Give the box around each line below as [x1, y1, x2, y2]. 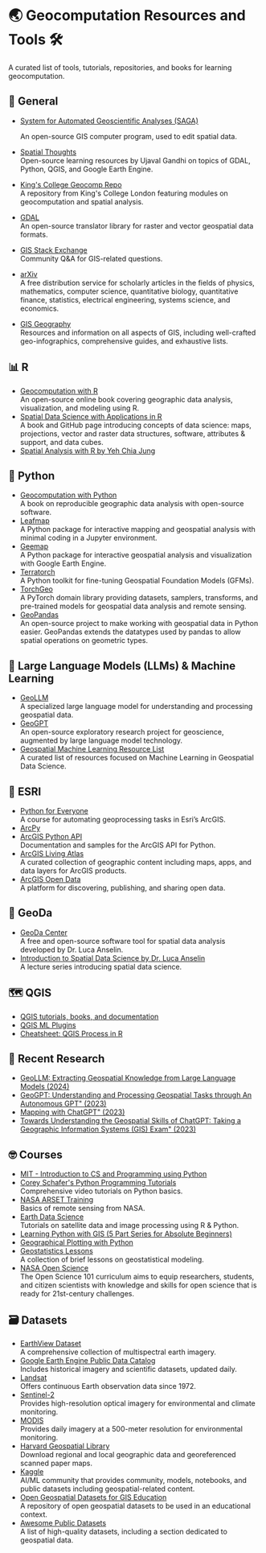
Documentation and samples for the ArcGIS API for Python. [19, 840, 216, 850]
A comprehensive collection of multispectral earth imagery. [19, 1347, 217, 1357]
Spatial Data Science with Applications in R [19, 411, 162, 421]
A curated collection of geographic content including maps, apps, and [19, 858, 252, 867]
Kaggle [19, 1467, 44, 1477]
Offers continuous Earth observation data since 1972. [19, 1382, 197, 1391]
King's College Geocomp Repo [19, 179, 122, 189]
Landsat [19, 1373, 47, 1382]
